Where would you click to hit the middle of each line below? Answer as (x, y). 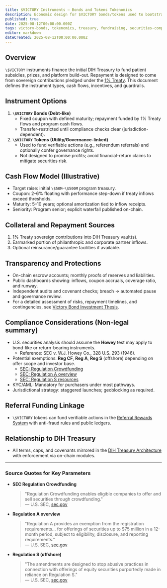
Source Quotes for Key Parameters (48, 473)
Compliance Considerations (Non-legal (67, 323)
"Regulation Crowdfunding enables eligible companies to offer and (93, 493)
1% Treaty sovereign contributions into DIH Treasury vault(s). (75, 237)
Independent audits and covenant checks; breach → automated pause (84, 291)
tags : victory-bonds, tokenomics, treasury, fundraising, (66, 28)
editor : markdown (23, 33)
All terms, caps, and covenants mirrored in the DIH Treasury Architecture (87, 450)
